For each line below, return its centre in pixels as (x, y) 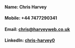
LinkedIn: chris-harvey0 (30, 40)
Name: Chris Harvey (26, 7)
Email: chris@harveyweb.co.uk (37, 29)
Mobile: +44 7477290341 (31, 18)
